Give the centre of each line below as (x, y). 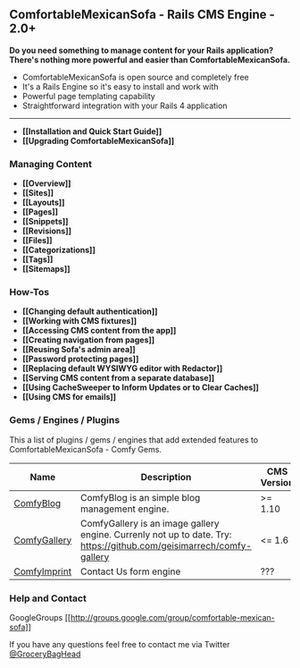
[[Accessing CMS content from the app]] (99, 331)
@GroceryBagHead (45, 654)
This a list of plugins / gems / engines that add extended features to (134, 440)
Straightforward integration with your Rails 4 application (125, 106)
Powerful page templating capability (89, 96)
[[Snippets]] (45, 222)
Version (277, 482)
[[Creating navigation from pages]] (88, 340)
